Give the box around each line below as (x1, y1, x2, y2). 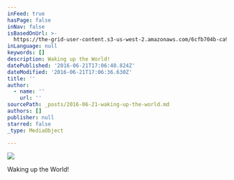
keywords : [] (7, 50, 45, 57)
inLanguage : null (7, 43, 58, 50)
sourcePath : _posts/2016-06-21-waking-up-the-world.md (7, 101, 170, 108)
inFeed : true (7, 10, 45, 17)
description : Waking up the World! (7, 56, 111, 63)
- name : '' (13, 88, 45, 95)
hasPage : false (7, 17, 52, 24)
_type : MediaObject (7, 127, 64, 134)
